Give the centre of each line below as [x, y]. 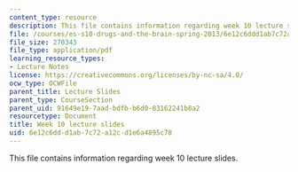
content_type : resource [53, 17]
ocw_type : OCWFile [43, 83]
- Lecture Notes [39, 67]
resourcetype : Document [53, 116]
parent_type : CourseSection [61, 100]
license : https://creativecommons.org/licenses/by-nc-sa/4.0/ [126, 75]
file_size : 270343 [43, 42]
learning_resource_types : [57, 59]
